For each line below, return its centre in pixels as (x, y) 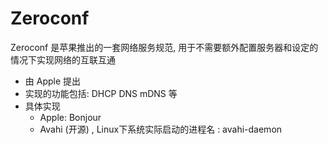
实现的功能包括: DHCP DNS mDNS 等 (101, 93)
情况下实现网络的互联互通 (63, 59)
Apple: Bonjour (70, 117)
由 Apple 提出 (53, 81)
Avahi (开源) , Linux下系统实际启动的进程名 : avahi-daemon (161, 129)
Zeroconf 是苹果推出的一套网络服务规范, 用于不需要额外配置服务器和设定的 (164, 47)
